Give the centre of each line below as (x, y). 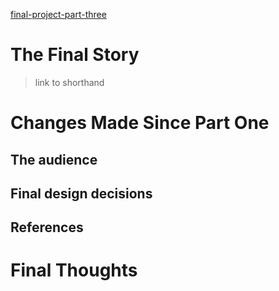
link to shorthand (69, 82)
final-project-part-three (58, 14)
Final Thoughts (74, 270)
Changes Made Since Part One (140, 123)
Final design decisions (81, 193)
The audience (54, 159)
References (47, 227)
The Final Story (75, 55)
